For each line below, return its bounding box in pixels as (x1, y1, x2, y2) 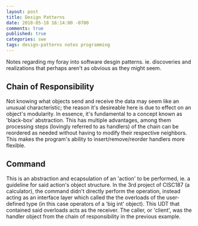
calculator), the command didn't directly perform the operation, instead (6, 187, 181, 194)
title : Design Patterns (6, 14, 65, 20)
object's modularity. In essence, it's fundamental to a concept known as (6, 110, 183, 117)
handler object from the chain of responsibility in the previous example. (6, 212, 181, 220)
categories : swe (6, 36, 46, 42)
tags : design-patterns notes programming (6, 42, 111, 48)
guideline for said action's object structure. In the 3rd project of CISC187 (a (6, 181, 190, 188)
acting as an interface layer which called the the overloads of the (6, 194, 165, 201)
